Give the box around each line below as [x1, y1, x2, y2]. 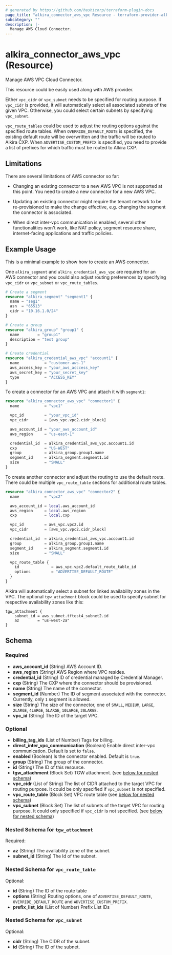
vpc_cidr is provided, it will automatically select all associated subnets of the [5, 102, 167, 108]
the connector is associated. [12, 209, 73, 216]
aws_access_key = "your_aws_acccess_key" [10, 365, 100, 370]
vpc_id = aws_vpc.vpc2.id [10, 522, 83, 528]
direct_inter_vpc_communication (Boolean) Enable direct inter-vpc [12, 742, 155, 748]
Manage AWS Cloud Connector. [10, 27, 72, 32]
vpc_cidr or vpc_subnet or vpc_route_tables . [5, 279, 99, 285]
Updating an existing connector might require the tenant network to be [12, 198, 162, 204]
